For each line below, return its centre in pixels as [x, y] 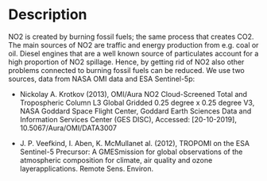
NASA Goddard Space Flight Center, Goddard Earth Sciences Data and [135, 111]
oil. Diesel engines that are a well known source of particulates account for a [133, 53]
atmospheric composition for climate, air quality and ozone [116, 160]
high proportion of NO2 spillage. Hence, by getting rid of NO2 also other [126, 62]
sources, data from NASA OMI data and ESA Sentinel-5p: [102, 79]
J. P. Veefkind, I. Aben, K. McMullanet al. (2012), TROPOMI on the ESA [135, 143]
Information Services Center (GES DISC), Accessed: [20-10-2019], [128, 119]
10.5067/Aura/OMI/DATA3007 [68, 128]
